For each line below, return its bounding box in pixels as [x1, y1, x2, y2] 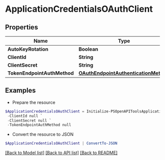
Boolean [78, 46, 98, 53]
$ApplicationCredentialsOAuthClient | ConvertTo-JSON [5, 141, 118, 146]
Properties [5, 23, 38, 31]
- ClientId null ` [7, 113, 43, 118]
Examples [5, 86, 36, 95]
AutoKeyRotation [7, 46, 49, 53]
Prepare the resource [12, 99, 55, 105]
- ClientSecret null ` [7, 118, 52, 123]
